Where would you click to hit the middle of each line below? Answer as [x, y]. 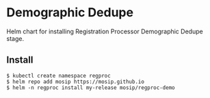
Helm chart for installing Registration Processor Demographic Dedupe [105, 31]
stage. [15, 38]
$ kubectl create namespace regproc [58, 76]
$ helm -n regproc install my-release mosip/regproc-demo [91, 87]
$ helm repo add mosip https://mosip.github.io [76, 82]
